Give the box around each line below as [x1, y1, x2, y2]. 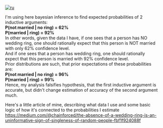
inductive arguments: [5, 20, 48, 25]
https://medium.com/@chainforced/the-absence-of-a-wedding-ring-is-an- [5, 112, 157, 118]
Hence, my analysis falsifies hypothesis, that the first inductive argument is [5, 82, 157, 88]
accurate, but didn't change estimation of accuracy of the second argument [5, 87, 158, 93]
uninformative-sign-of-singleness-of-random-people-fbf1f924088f [5, 118, 141, 123]
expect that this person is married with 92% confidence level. [5, 56, 129, 61]
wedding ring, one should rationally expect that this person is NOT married [5, 40, 156, 46]
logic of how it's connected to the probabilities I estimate [5, 107, 120, 113]
